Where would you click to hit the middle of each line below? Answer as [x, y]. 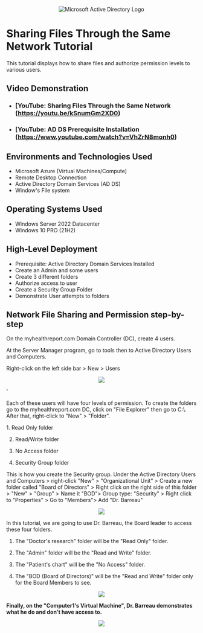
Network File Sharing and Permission [78, 315]
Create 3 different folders [47, 276]
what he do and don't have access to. [54, 612]
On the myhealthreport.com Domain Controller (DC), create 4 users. [91, 339]
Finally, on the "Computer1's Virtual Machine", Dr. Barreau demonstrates [99, 606]
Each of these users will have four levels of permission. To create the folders [101, 403]
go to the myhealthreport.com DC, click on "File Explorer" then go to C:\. [96, 410]
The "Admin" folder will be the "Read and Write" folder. [83, 553]
